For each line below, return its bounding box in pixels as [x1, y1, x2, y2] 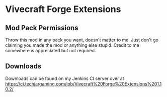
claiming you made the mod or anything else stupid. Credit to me [5, 42, 139, 48]
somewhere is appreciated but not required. [5, 48, 97, 53]
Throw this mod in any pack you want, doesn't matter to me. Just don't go [5, 37, 158, 43]
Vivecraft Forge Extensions [5, 4, 121, 15]
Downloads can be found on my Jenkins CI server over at [5, 75, 124, 81]
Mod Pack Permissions [5, 24, 79, 32]
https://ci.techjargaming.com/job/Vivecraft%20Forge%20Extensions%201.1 [5, 80, 162, 86]
